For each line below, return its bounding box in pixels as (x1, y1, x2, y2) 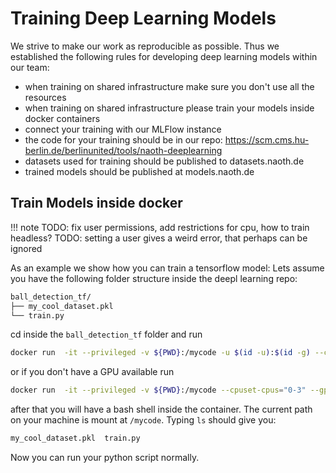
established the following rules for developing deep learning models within (10, 50, 318, 62)
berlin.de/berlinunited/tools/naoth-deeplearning (24, 144, 223, 156)
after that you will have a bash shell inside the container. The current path (10, 403, 313, 416)
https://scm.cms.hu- (224, 133, 310, 146)
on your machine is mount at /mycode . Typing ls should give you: (10, 414, 277, 426)
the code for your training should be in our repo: (24, 133, 223, 146)
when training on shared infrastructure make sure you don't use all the (24, 80, 315, 92)
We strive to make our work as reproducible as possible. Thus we (10, 40, 280, 52)
